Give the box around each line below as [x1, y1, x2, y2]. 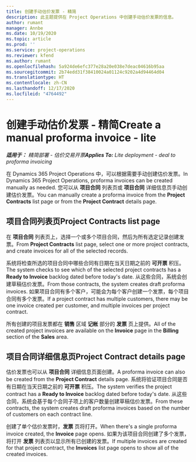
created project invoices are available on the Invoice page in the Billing [6, 327, 179, 334]
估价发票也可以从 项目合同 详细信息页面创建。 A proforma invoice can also [6, 368, 185, 375]
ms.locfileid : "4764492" [6, 91, 67, 97]
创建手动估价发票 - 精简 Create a [6, 118, 161, 132]
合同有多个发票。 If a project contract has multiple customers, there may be [6, 295, 188, 302]
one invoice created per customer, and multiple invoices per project [6, 302, 170, 309]
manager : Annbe [6, 25, 44, 31]
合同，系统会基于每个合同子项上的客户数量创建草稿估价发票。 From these [6, 398, 184, 405]
